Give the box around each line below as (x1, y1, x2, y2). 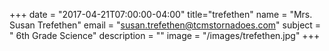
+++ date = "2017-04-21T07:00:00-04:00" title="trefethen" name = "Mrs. (9, 9, 313, 20)
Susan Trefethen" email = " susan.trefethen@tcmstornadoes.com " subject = (9, 19, 322, 31)
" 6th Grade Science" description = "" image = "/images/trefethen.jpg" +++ (9, 30, 321, 41)
